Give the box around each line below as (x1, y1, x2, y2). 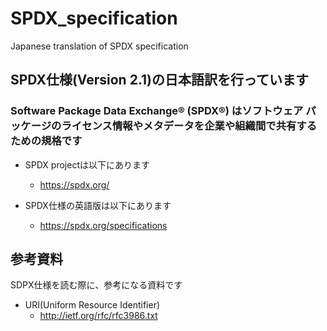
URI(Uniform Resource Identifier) (24, 299, 161, 311)
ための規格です (10, 134, 83, 148)
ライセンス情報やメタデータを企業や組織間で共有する (61, 119, 318, 133)
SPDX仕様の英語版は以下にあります (24, 199, 172, 211)
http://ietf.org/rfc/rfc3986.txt (39, 310, 158, 322)
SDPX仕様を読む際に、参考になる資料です (10, 279, 183, 291)
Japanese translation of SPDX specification (10, 40, 189, 52)
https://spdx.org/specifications (39, 219, 168, 231)
